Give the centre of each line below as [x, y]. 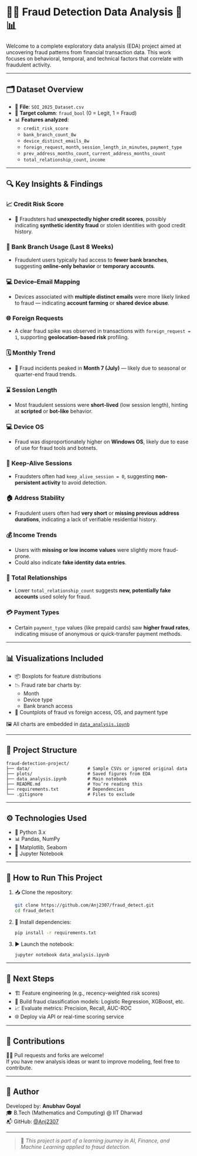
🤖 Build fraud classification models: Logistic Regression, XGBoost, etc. [99, 1002]
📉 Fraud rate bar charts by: [48, 685]
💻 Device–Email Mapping [43, 281]
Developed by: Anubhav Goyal [43, 1106]
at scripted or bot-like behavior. [53, 411]
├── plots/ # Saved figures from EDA [78, 774]
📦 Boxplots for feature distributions [58, 676]
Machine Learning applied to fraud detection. [75, 1147]
